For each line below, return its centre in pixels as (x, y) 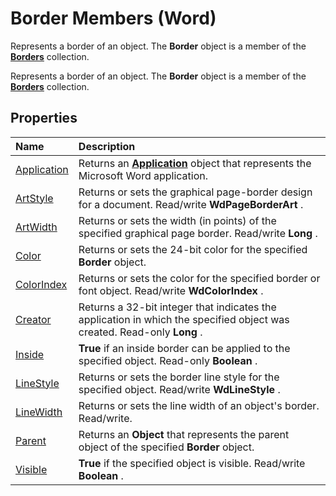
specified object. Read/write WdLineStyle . (179, 389)
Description (107, 146)
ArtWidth (36, 227)
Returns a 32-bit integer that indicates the (177, 307)
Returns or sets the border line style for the (179, 377)
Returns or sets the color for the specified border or (199, 278)
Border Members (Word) (113, 18)
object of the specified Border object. (166, 447)
